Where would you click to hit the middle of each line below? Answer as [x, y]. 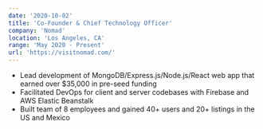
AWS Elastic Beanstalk [57, 101]
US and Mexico [45, 117]
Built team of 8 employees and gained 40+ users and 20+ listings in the [137, 109]
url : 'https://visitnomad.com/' [62, 53]
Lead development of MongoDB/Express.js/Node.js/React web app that [137, 75]
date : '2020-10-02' [41, 16]
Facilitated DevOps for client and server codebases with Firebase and [134, 92]
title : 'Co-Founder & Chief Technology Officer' [90, 23]
